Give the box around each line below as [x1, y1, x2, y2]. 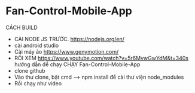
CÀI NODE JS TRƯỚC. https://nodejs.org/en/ [14, 35, 125, 42]
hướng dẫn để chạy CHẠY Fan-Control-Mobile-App [14, 61, 141, 68]
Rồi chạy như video [14, 79, 62, 87]
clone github [14, 67, 45, 74]
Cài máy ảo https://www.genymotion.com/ [14, 48, 119, 55]
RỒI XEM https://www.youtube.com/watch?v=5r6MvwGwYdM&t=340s [14, 54, 189, 61]
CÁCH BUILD [5, 24, 38, 31]
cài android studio [14, 42, 59, 49]
